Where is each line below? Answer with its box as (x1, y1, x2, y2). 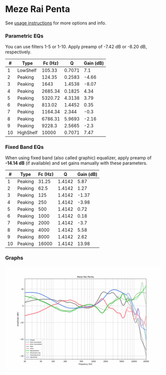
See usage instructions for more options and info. (5, 20, 107, 26)
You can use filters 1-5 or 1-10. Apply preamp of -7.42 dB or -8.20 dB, (5, 44, 147, 50)
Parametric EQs (5, 32, 44, 39)
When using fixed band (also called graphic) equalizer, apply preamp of (5, 155, 152, 161)
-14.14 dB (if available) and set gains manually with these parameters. (5, 160, 148, 166)
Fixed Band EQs (5, 143, 44, 150)
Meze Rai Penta (5, 3, 71, 15)
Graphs (5, 254, 23, 261)
